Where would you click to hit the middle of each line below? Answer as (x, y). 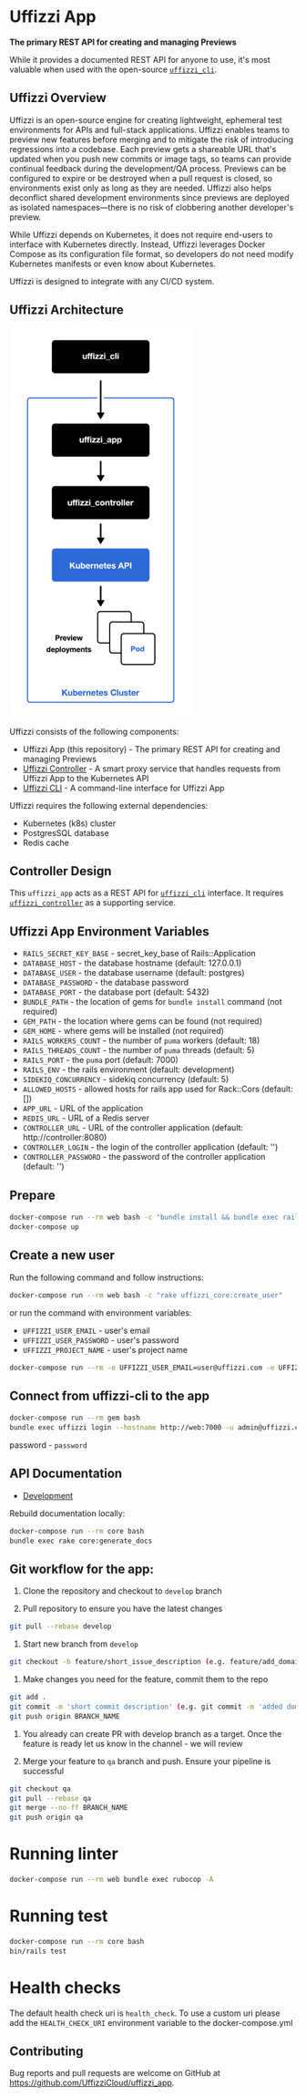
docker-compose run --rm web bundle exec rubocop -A (112, 1880)
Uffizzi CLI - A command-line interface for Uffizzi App (123, 788)
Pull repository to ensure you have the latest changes (122, 1609)
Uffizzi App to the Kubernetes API (86, 778)
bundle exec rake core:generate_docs (81, 1541)
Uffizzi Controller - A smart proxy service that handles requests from (151, 769)
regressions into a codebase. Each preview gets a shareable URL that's (143, 149)
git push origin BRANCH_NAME (65, 1716)
